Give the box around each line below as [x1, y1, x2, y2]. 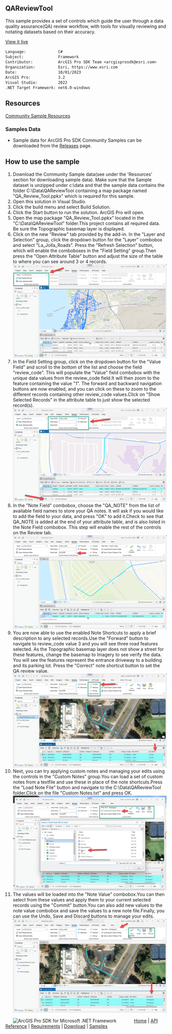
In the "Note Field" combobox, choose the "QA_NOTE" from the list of [12, 503, 160, 509]
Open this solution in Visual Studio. [12, 198, 87, 204]
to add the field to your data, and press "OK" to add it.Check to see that [12, 513, 164, 520]
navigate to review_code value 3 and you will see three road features [12, 641, 158, 647]
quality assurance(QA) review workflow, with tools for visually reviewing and [5, 23, 166, 29]
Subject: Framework [5, 54, 79, 60]
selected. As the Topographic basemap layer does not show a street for [12, 646, 164, 653]
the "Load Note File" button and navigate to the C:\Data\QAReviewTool [12, 784, 161, 791]
